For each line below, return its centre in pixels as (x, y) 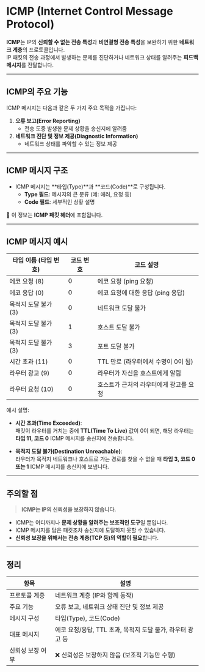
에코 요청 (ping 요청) (125, 282)
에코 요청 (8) (27, 282)
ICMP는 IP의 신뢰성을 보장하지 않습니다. (69, 510)
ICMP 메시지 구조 (37, 170)
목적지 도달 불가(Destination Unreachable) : (69, 452)
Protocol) (31, 24)
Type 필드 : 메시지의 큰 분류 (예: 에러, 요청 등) (78, 194)
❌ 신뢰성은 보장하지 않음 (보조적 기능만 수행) (115, 655)
